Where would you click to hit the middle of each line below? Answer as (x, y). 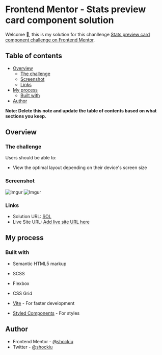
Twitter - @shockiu (33, 347)
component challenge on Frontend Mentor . (50, 40)
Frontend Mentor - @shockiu (43, 341)
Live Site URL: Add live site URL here (51, 222)
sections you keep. (26, 116)
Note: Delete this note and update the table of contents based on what (81, 110)
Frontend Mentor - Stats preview (76, 9)
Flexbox (21, 283)
